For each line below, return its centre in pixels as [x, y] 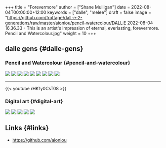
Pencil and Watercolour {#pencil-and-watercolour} [68, 63]
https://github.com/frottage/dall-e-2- [45, 18]
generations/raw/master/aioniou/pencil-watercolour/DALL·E [66, 23]
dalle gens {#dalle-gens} [44, 49]
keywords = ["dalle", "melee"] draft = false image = [99, 12]
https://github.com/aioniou [39, 140]
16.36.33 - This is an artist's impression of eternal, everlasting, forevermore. [82, 28]
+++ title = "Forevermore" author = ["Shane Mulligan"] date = [68, 7]
